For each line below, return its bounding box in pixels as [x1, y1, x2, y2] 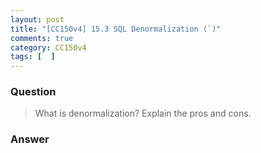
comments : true [10, 33, 74, 43]
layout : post [10, 14, 65, 25]
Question [10, 85, 57, 99]
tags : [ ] [10, 52, 56, 62]
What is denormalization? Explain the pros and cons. [34, 107, 252, 120]
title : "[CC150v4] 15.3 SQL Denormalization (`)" [10, 24, 222, 34]
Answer [10, 132, 50, 146]
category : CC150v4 [10, 42, 87, 53]
